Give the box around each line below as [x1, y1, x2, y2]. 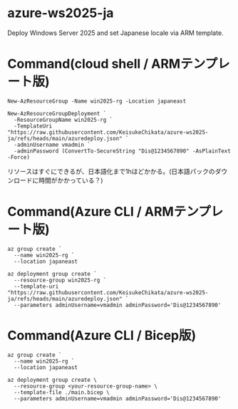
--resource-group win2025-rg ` [14, 276, 107, 284]
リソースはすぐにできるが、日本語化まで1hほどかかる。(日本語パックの [7, 167, 215, 175]
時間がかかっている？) [38, 176, 103, 185]
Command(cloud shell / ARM [7, 56, 181, 72]
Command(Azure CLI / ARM [7, 204, 175, 220]
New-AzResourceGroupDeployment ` [7, 110, 107, 117]
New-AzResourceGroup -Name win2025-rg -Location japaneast [7, 98, 187, 105]
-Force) [7, 153, 31, 161]
